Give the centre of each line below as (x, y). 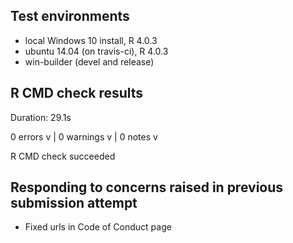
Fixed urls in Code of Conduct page (98, 227)
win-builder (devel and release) (89, 61)
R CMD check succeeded (63, 156)
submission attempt (74, 203)
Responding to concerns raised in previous (147, 187)
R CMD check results (77, 93)
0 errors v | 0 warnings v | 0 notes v (84, 136)
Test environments (70, 16)
